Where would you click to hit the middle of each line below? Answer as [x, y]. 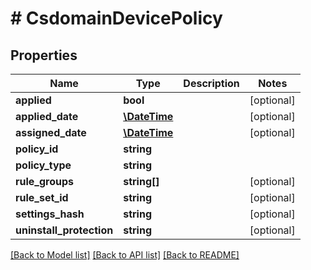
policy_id [37, 149]
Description [211, 83]
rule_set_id [42, 197]
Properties [44, 55]
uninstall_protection [64, 230]
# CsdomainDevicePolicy [116, 18]
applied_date [47, 116]
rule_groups [45, 181]
